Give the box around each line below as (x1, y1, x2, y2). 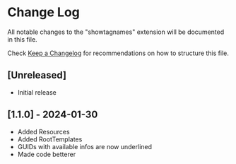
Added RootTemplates (17, 135, 83, 143)
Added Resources (17, 127, 70, 136)
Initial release (17, 88, 57, 96)
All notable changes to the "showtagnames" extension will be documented (7, 28, 225, 36)
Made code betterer (17, 150, 76, 158)
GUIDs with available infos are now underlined (17, 142, 153, 151)
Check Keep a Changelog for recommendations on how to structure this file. (7, 49, 230, 57)
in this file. (7, 35, 37, 43)
